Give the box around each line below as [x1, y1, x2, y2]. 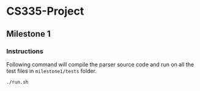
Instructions [6, 47, 44, 56]
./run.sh [6, 79, 29, 85]
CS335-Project [6, 4, 84, 18]
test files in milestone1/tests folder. [6, 67, 97, 75]
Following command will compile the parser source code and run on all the [6, 60, 194, 68]
